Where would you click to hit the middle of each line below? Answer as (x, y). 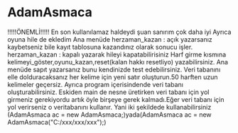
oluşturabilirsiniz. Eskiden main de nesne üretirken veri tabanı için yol (108, 92)
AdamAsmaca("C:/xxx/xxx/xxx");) (57, 122)
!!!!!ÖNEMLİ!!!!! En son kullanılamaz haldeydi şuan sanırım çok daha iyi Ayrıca (119, 32)
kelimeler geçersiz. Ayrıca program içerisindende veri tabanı (95, 84)
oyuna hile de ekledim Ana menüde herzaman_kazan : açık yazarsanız (110, 39)
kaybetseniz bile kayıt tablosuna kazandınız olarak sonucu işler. (100, 47)
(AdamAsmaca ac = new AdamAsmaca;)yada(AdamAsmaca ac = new (109, 115)
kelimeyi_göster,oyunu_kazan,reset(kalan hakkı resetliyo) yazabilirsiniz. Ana (118, 62)
